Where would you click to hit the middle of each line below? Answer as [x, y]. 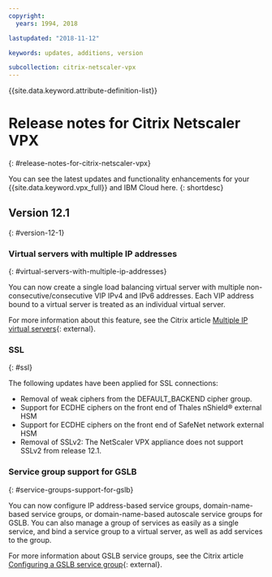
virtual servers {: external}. [52, 329]
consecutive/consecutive [51, 296]
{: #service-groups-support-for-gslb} [71, 489]
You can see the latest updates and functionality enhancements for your [129, 179]
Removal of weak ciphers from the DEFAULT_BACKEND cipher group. [136, 399]
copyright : [27, 16]
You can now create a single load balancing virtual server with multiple [127, 287]
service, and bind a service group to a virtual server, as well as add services [136, 531]
